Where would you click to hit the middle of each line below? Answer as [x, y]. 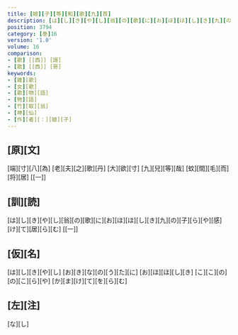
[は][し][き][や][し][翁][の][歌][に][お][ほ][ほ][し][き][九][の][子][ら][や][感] [115, 220]
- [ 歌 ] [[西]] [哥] [34, 67]
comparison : [25, 54]
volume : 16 [23, 47]
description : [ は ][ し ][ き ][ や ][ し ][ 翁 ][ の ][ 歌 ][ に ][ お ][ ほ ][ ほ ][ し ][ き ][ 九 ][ [117, 21]
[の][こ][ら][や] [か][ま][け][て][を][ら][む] [67, 281]
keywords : [22, 73]
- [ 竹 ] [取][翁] [28, 106]
